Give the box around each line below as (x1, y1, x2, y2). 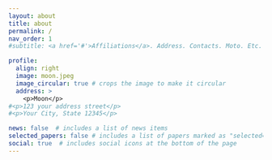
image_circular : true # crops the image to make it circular (15, 79, 227, 88)
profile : (8, 57, 38, 65)
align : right (15, 64, 60, 73)
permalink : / (8, 27, 53, 35)
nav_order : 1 (8, 34, 53, 43)
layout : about (8, 11, 57, 20)
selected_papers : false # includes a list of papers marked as (8, 132, 227, 141)
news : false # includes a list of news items (8, 124, 168, 132)
